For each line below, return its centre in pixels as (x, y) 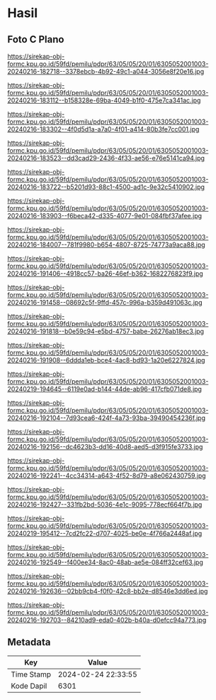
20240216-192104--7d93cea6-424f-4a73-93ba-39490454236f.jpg (106, 418)
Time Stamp (31, 674)
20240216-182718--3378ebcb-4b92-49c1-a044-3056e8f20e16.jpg (106, 71)
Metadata (29, 642)
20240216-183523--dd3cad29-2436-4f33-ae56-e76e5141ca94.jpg (106, 158)
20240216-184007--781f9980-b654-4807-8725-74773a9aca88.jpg (106, 244)
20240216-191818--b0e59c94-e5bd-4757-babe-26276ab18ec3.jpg (106, 331)
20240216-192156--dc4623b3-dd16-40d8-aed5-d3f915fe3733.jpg (105, 447)
